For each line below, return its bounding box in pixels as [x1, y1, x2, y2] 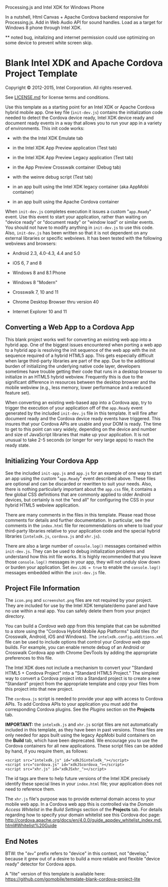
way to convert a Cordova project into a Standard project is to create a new [5, 675, 160, 682]
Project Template [5, 68, 78, 79]
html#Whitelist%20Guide [5, 823, 57, 829]
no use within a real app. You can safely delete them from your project [5, 608, 150, 614]
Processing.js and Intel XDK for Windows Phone [5, 5, 104, 10]
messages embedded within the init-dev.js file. [5, 569, 106, 575]
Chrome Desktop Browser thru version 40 [12, 299, 99, 305]
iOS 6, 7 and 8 [12, 260, 42, 266]
